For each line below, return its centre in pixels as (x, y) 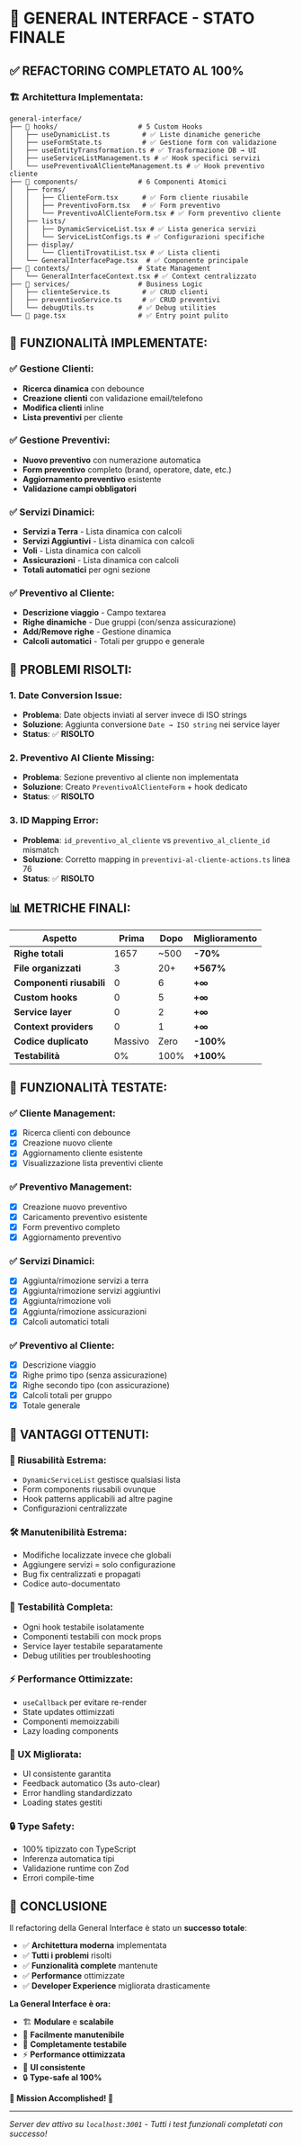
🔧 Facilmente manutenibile (73, 2035)
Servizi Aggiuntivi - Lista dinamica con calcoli (108, 541)
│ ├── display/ (42, 245)
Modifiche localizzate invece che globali (97, 1555)
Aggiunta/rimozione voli (67, 1301)
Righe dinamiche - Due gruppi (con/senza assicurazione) (129, 622)
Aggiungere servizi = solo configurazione (99, 1565)
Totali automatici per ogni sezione (86, 570)
